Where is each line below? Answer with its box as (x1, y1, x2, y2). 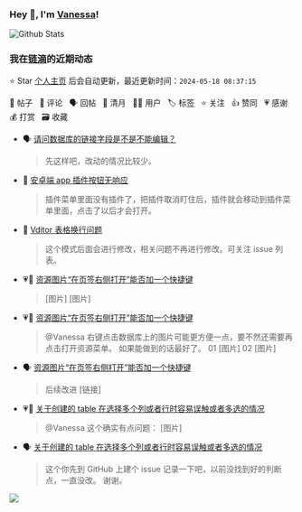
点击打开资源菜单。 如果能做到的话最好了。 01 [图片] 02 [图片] (44, 342, 277, 353)
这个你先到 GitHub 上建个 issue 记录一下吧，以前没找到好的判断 (44, 463, 282, 474)
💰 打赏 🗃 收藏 (9, 111, 68, 122)
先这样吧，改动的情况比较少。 (44, 155, 156, 166)
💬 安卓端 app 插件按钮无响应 (22, 174, 128, 185)
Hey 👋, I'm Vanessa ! (9, 8, 99, 21)
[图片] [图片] (44, 293, 91, 303)
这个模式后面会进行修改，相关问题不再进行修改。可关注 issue (44, 243, 274, 254)
